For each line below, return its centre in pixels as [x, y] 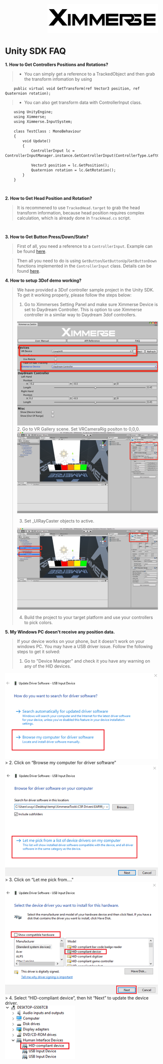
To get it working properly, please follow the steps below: [74, 295]
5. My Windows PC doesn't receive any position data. [60, 632]
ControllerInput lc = [53, 151]
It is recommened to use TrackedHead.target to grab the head [78, 208]
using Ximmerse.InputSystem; [43, 122]
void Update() [37, 141]
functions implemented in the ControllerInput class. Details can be [84, 266]
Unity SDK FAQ [36, 51]
